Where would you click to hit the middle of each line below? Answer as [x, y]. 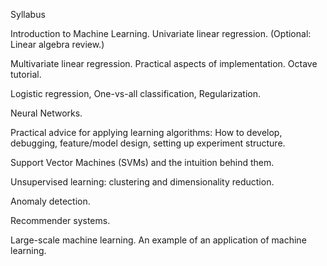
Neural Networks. [46, 113]
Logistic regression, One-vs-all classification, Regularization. [135, 93]
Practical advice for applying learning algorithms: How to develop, [146, 132]
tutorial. [26, 74]
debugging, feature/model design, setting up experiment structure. [148, 143]
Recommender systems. [60, 220]
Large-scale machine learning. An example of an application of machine [158, 240]
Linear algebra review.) [57, 44]
